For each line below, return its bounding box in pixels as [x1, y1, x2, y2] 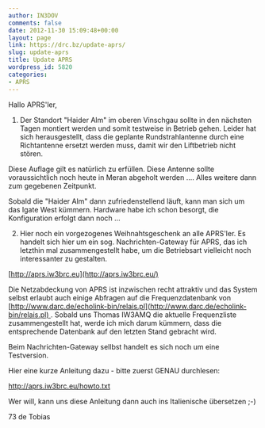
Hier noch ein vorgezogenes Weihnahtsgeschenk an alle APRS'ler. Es [19, 228, 246, 238]
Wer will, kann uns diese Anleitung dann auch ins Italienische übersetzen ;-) [8, 396, 256, 406]
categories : [8, 71, 48, 78]
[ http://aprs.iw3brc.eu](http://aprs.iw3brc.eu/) [8, 269, 159, 278]
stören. [19, 148, 44, 159]
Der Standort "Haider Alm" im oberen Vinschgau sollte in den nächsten [19, 115, 252, 124]
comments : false [8, 19, 62, 27]
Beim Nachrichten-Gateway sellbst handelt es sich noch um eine [8, 342, 220, 351]
